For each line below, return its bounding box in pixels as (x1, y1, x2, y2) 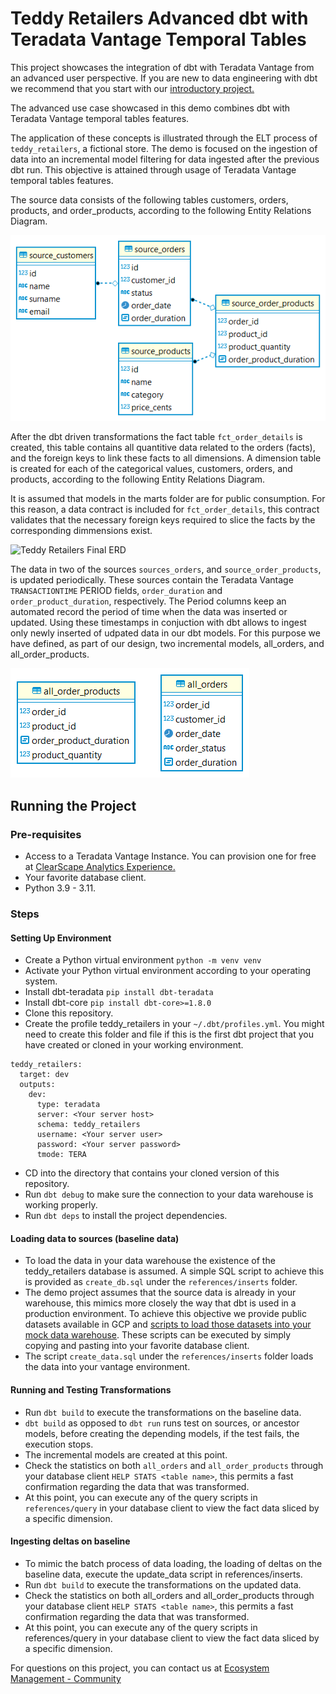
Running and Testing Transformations (10, 1384, 172, 1396)
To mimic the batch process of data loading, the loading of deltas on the (24, 1557, 323, 1569)
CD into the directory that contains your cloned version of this (24, 1167, 280, 1179)
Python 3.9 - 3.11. (24, 882, 97, 894)
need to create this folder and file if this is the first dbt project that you (24, 1028, 314, 1041)
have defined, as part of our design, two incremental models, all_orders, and (10, 638, 325, 650)
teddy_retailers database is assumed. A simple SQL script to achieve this (24, 1265, 325, 1277)
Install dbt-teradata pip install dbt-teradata (24, 986, 214, 998)
